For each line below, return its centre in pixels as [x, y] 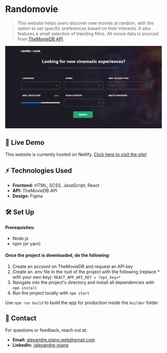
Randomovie [32, 9]
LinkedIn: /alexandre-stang [40, 345]
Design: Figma [28, 196]
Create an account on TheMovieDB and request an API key [73, 266]
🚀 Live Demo [25, 143]
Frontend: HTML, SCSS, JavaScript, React [56, 185]
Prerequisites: [20, 227]
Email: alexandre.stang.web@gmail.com [54, 340]
